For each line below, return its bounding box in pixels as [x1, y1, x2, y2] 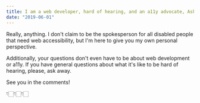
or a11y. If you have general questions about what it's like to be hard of [6, 60, 179, 68]
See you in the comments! [6, 78, 70, 86]
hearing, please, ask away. [6, 67, 71, 74]
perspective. [6, 43, 37, 50]
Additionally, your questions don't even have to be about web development [6, 54, 190, 62]
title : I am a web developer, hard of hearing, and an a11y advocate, [6, 8, 185, 15]
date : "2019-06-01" [6, 14, 55, 20]
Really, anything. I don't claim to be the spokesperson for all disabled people [6, 30, 193, 37]
